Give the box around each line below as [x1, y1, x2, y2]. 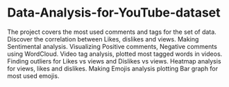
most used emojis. [7, 71, 60, 80]
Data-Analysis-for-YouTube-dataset [7, 5, 221, 21]
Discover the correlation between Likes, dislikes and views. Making [7, 35, 199, 43]
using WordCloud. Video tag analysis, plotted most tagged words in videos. [7, 50, 223, 58]
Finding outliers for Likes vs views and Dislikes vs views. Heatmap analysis [7, 57, 221, 65]
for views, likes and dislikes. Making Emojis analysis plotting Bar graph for [7, 64, 219, 72]
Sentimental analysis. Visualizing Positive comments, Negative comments [7, 42, 217, 50]
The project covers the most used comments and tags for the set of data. [7, 28, 217, 36]
